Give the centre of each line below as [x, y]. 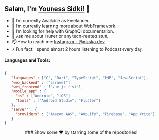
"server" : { [24, 109]
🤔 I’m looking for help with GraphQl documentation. [63, 31]
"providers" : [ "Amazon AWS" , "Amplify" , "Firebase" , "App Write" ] [85, 114]
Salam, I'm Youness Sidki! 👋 [47, 9]
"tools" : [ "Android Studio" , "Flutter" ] [58, 101]
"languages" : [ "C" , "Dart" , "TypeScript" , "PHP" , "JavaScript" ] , [80, 78]
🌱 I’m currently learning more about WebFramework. [64, 26]
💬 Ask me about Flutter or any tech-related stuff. [60, 36]
